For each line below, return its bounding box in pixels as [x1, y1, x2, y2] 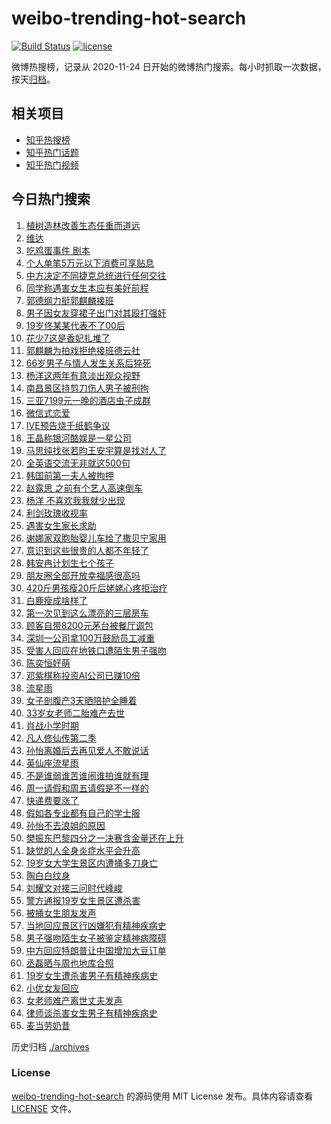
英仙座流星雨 [25, 757, 79, 769]
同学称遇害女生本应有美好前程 [25, 282, 149, 294]
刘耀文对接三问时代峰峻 [25, 882, 123, 894]
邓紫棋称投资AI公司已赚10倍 [25, 669, 141, 681]
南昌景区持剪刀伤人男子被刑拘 [25, 382, 149, 394]
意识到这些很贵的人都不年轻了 [25, 544, 149, 556]
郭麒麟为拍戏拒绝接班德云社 [25, 344, 141, 356]
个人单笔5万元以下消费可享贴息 [25, 257, 155, 269]
